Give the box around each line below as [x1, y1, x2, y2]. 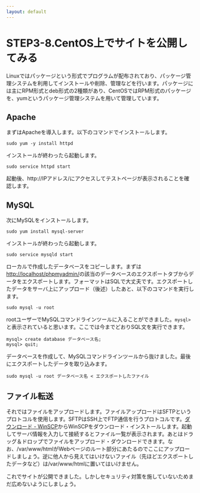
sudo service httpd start [6, 164, 70, 170]
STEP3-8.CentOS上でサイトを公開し [6, 36, 188, 50]
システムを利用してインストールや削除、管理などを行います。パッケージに [11, 79, 194, 87]
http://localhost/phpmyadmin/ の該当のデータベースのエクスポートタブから [6, 270, 189, 278]
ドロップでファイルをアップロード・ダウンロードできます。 [21, 438, 168, 445]
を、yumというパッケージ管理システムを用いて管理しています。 [6, 94, 162, 101]
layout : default [6, 8, 47, 15]
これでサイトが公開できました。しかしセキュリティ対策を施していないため [6, 473, 189, 480]
